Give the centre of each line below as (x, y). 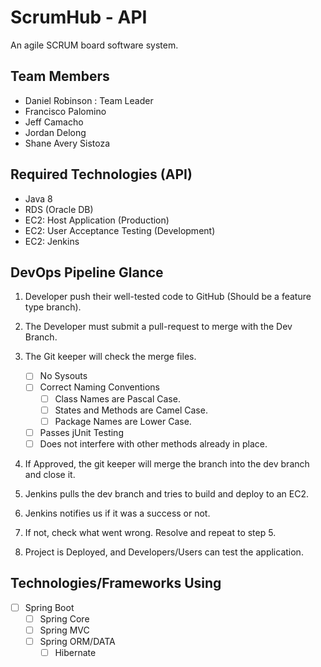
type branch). (53, 307)
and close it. (50, 474)
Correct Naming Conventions (100, 387)
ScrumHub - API (79, 17)
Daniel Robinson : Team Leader (89, 100)
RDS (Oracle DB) (59, 209)
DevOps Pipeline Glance (87, 272)
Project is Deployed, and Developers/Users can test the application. (164, 552)
